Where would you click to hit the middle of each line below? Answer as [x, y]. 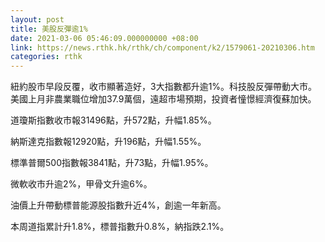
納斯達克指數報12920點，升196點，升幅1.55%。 [108, 142]
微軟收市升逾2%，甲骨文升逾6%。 [81, 184]
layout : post [37, 19]
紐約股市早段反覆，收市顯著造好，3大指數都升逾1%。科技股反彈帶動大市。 [164, 87]
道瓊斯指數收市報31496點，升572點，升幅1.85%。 [113, 120]
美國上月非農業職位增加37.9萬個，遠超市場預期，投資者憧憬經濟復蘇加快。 [163, 99]
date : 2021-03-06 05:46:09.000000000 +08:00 [104, 38]
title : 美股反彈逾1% [49, 29]
